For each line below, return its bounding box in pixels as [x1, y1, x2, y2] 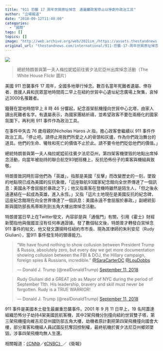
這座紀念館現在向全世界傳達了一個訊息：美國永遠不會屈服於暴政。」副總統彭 [5, 197, 156, 203]
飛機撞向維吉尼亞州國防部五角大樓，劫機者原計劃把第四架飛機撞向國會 [13, 318, 154, 324]
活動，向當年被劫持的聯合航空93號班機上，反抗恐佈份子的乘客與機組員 [9, 156, 151, 162]
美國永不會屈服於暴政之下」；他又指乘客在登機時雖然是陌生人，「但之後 [13, 185, 154, 191]
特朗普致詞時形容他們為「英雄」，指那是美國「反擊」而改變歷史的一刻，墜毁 [5, 173, 156, 179]
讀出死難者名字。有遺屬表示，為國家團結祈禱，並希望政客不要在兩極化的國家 [5, 111, 158, 117]
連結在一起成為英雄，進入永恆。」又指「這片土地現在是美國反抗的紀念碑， [9, 191, 156, 197]
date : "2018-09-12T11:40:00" [5, 16, 64, 21]
